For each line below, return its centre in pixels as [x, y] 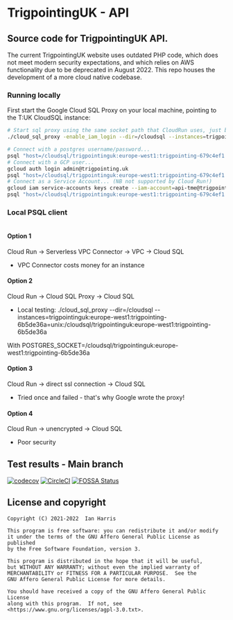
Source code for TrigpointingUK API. [88, 39]
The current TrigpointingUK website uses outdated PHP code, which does [113, 55]
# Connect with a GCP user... [51, 162]
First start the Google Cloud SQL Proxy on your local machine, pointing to [112, 110]
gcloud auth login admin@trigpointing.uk [68, 169]
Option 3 [20, 369]
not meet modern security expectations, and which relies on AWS [101, 62]
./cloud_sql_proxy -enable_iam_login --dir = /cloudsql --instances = [107, 137]
